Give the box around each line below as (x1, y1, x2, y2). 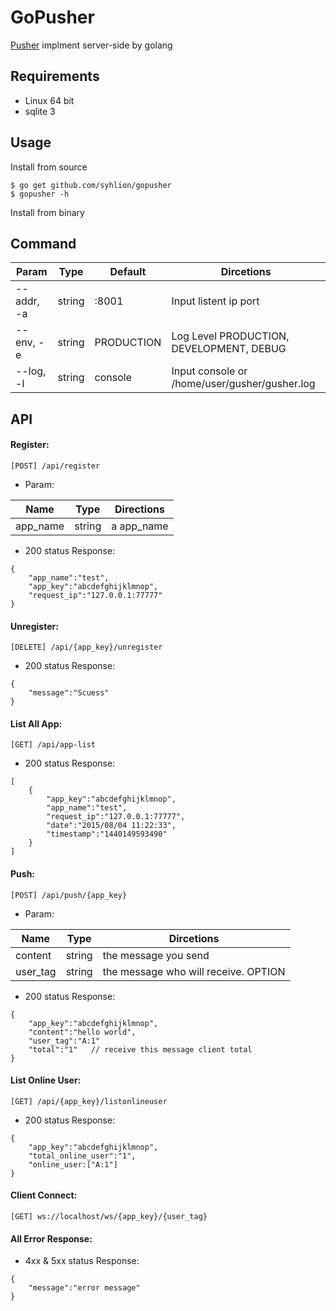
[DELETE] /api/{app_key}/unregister (10, 642, 163, 653)
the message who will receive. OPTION (102, 964, 286, 978)
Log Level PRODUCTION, (171, 329, 290, 343)
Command (10, 235, 77, 252)
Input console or (171, 364, 248, 378)
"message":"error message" (28, 1283, 141, 1293)
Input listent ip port (171, 294, 260, 308)
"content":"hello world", (28, 1027, 137, 1037)
